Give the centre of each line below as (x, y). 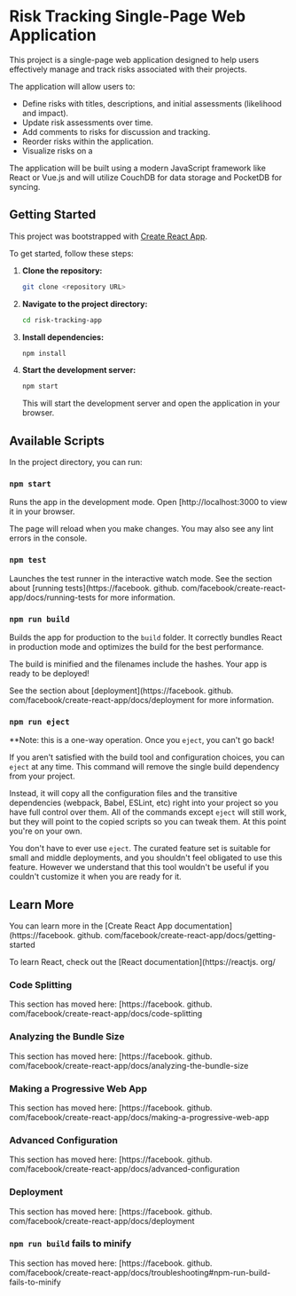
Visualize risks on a (57, 150)
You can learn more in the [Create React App (91, 926)
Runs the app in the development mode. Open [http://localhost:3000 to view (148, 502)
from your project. (42, 776)
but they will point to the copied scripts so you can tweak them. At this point (148, 822)
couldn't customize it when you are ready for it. (95, 877)
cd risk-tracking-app (62, 320)
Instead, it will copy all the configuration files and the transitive (123, 794)
